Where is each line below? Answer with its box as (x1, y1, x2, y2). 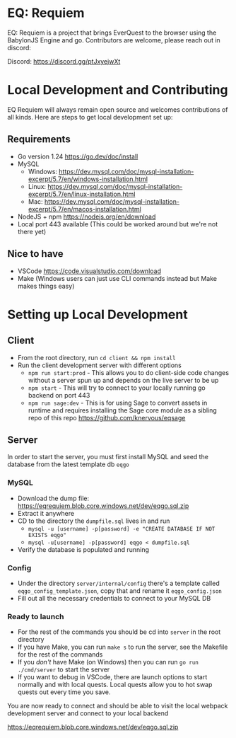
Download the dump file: (17, 494, 90, 502)
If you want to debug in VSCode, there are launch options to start (17, 673, 208, 681)
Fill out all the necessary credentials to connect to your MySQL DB (17, 594, 211, 602)
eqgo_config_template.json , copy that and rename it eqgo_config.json (17, 586, 223, 595)
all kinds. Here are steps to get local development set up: (7, 113, 173, 121)
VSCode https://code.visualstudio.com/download (17, 267, 161, 275)
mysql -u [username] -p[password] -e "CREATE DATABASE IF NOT (28, 525, 216, 532)
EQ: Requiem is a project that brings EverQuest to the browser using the (7, 28, 217, 37)
